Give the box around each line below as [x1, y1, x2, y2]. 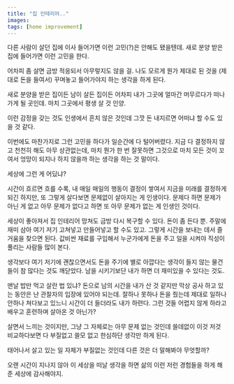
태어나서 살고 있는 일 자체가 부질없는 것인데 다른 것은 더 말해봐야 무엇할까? [7, 346, 210, 355]
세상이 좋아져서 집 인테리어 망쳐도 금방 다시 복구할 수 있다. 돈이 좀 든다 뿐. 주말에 [7, 217, 227, 226]
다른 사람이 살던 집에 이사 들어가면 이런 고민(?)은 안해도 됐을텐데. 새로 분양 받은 [7, 43, 224, 52]
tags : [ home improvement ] [7, 23, 82, 30]
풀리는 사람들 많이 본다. [7, 243, 71, 251]
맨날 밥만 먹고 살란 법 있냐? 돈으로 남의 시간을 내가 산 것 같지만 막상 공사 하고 [7, 281, 217, 290]
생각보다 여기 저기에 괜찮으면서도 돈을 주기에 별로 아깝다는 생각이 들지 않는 [7, 258, 211, 266]
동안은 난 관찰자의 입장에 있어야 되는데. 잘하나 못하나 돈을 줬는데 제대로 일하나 [14, 290, 227, 299]
